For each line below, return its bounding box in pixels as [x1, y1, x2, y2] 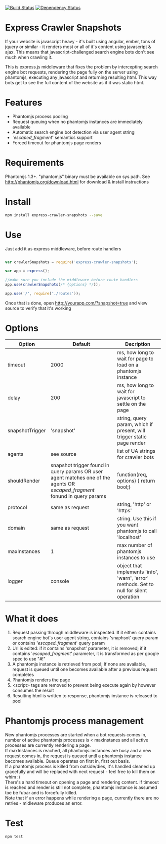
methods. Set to [117, 581, 154, 588]
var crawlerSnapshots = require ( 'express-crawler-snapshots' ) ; [5, 259, 138, 265]
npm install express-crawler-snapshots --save [5, 212, 103, 218]
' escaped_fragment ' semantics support [12, 134, 93, 140]
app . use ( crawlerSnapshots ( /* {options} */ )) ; [5, 282, 100, 287]
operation [117, 593, 140, 600]
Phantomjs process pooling [12, 113, 68, 119]
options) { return [117, 477, 155, 484]
